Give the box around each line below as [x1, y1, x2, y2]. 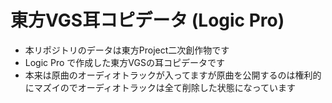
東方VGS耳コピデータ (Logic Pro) [10, 9, 285, 32]
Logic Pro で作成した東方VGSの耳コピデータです [24, 56, 225, 68]
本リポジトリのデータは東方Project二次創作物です [24, 44, 230, 56]
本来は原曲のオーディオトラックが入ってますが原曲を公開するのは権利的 [24, 69, 322, 81]
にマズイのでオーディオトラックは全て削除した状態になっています [24, 81, 297, 93]
